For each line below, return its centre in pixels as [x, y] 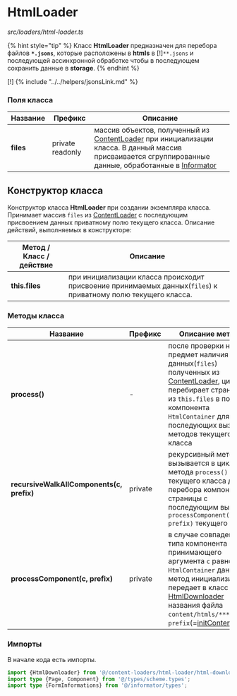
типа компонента [198, 544]
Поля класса [30, 100]
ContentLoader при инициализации [154, 139]
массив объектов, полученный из [152, 130]
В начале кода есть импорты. [52, 659]
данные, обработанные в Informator [155, 165]
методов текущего [200, 434]
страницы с [188, 498]
